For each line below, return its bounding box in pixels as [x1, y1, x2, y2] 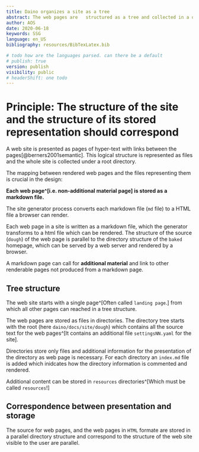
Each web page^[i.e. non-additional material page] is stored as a [6, 187, 168, 194]
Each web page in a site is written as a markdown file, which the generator [6, 223, 188, 230]
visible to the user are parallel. [6, 439, 80, 446]
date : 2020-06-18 [6, 25, 49, 32]
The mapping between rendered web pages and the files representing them [6, 169, 191, 177]
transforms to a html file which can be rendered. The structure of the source [6, 230, 192, 237]
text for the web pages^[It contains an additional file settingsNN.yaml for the [6, 329, 192, 337]
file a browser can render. [6, 212, 69, 219]
